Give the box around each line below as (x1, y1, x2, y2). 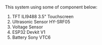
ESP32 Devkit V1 (12, 29, 46, 35)
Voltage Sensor (12, 24, 43, 30)
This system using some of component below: (5, 4, 98, 10)
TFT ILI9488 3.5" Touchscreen (12, 14, 74, 19)
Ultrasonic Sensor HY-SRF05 (12, 19, 70, 24)
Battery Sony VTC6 (12, 34, 51, 40)
